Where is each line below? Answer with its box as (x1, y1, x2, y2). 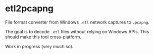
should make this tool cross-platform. (5, 34, 82, 40)
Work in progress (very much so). (5, 43, 74, 49)
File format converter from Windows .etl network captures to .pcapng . (5, 19, 150, 25)
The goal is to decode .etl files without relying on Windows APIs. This (5, 28, 150, 34)
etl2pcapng (5, 3, 53, 14)
